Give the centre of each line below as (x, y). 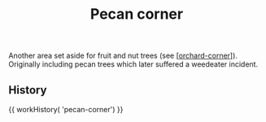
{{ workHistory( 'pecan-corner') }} (66, 109)
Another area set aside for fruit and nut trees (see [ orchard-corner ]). (123, 56)
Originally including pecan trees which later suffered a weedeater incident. (133, 64)
